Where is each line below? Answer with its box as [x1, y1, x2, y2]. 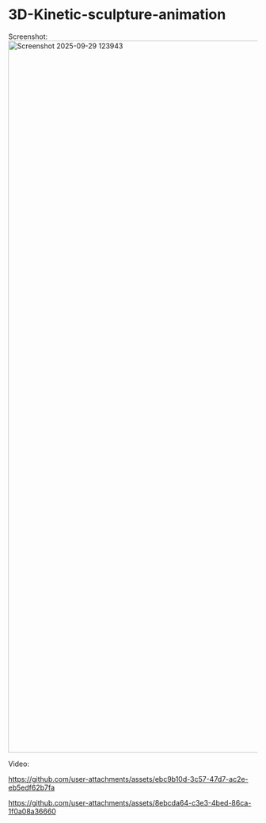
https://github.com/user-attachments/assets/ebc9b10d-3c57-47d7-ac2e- [8, 774, 249, 783]
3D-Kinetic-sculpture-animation [8, 6, 226, 24]
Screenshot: [8, 32, 48, 41]
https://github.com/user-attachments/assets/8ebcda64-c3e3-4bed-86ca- [8, 798, 252, 807]
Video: [8, 759, 30, 768]
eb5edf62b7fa [8, 783, 55, 792]
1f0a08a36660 [8, 806, 57, 816]
